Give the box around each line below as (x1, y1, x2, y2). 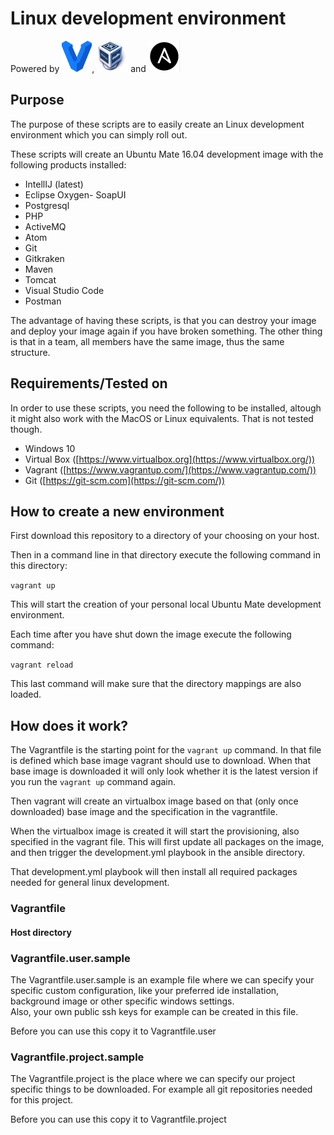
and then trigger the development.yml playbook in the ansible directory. (10, 847, 305, 859)
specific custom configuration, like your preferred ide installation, (10, 985, 280, 996)
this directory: (10, 560, 68, 572)
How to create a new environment (10, 503, 225, 520)
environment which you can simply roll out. (10, 128, 188, 141)
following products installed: (10, 158, 127, 171)
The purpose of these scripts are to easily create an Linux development (10, 118, 305, 130)
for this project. (10, 1094, 74, 1106)
